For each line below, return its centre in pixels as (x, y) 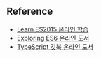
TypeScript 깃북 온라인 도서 (55, 46)
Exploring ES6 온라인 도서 (53, 38)
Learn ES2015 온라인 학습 (53, 29)
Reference (30, 12)
